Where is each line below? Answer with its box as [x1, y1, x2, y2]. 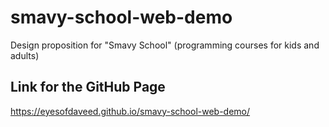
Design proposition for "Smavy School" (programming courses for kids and [10, 39, 320, 51]
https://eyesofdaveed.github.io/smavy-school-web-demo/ [10, 105, 251, 117]
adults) [10, 49, 40, 61]
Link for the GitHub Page [10, 79, 166, 96]
